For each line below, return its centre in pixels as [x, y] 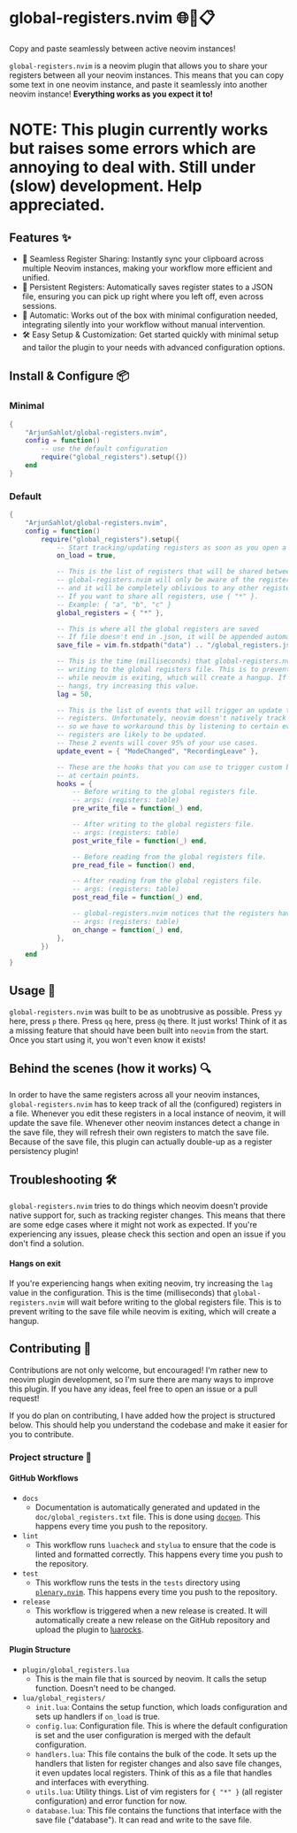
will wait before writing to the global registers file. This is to [174, 1302]
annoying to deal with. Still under [133, 168]
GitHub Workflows [44, 1478]
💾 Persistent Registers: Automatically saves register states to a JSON [148, 287]
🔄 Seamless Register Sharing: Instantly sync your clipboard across [143, 258]
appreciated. [57, 205]
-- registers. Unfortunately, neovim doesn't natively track [171, 719]
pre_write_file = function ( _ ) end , [137, 809]
